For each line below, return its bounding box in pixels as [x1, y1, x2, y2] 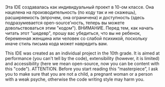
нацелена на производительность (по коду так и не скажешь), [5, 9, 137, 15]
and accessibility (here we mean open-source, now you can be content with [5, 61, 160, 66]
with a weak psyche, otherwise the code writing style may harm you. [5, 76, 145, 82]
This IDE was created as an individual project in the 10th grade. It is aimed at [5, 50, 160, 56]
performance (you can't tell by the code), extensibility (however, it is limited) [5, 56, 160, 61]
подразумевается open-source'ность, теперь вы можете [5, 20, 125, 26]
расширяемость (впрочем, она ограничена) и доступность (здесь [5, 15, 145, 20]
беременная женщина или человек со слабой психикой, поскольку [5, 35, 148, 41]
